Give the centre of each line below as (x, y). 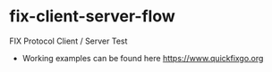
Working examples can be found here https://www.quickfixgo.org (143, 58)
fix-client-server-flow (93, 16)
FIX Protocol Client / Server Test (68, 41)
